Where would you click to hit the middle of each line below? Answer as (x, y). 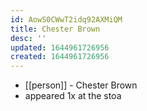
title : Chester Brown (55, 29)
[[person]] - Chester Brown (81, 85)
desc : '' (28, 38)
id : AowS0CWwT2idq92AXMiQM (66, 19)
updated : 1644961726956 (60, 47)
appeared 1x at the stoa (73, 96)
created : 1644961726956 (60, 57)
